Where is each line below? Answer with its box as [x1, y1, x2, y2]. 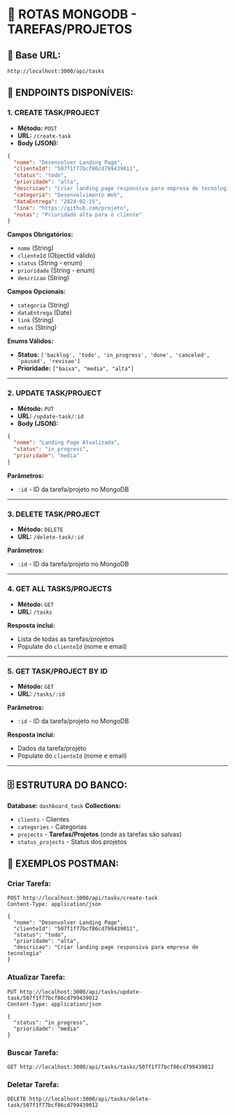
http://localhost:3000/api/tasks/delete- [29, 1095, 152, 1103]
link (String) [17, 316, 54, 324]
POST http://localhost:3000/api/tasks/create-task [7, 895, 158, 902]
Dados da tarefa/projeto [17, 744, 87, 752]
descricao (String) [17, 274, 70, 282]
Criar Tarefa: [7, 879, 51, 888]
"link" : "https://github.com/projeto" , [13, 204, 130, 211]
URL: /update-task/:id [17, 411, 84, 420]
